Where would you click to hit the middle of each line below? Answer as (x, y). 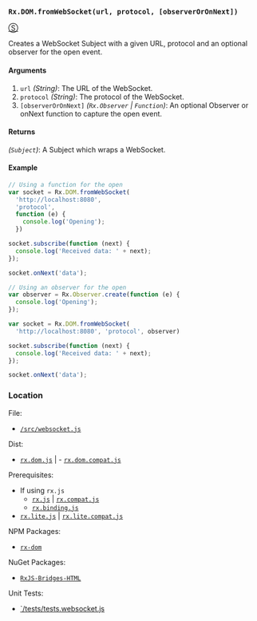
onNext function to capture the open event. (91, 113)
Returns (22, 132)
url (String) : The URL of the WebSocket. (86, 88)
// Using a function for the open (66, 184)
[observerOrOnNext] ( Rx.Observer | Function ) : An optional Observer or (134, 105)
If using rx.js (42, 490)
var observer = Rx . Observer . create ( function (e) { (94, 295)
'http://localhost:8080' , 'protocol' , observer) (98, 331)
